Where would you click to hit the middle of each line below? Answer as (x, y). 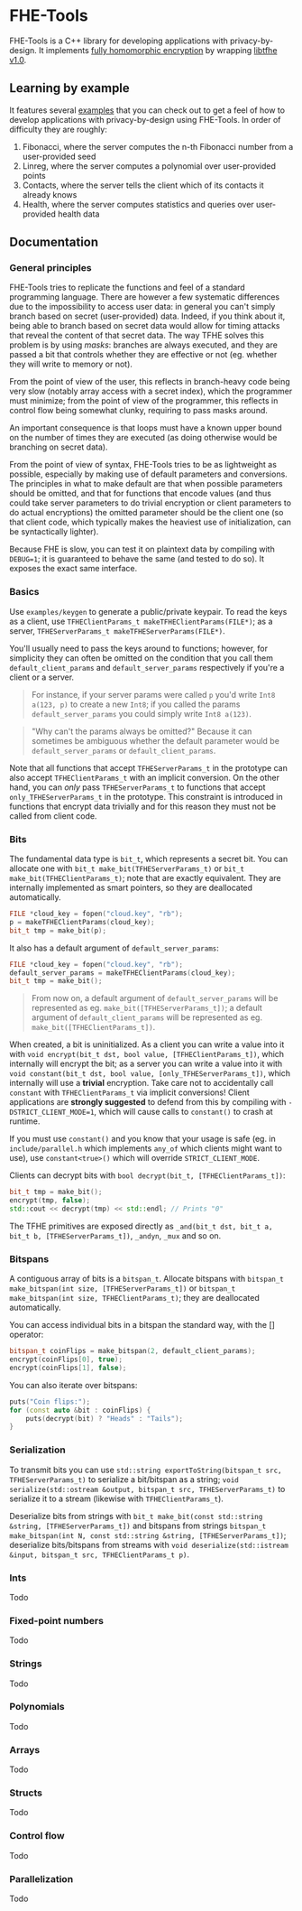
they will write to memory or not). (71, 364)
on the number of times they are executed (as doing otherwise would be (143, 438)
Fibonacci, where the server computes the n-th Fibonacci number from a (158, 146)
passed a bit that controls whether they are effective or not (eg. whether (143, 355)
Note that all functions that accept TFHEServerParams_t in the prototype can (149, 767)
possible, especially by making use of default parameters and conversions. (149, 474)
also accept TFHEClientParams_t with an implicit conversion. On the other (144, 777)
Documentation (54, 242)
